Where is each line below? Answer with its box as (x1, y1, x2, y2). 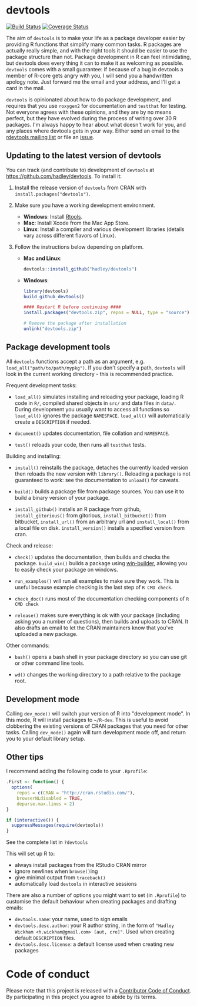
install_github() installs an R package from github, (14, 505, 141, 513)
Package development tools (6, 342, 111, 352)
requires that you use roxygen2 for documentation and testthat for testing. (6, 102, 187, 109)
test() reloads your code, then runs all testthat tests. (14, 441, 146, 448)
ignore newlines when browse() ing (14, 868, 98, 875)
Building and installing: (6, 452, 61, 460)
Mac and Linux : (23, 255, 62, 262)
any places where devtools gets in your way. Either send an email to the (6, 127, 180, 134)
